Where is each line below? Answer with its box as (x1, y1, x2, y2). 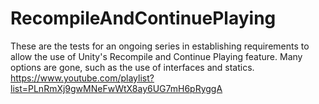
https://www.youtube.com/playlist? (10, 72, 155, 84)
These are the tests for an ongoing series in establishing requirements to (10, 40, 310, 52)
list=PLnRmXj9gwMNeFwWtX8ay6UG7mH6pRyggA (10, 82, 223, 94)
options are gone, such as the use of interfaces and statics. (10, 61, 255, 73)
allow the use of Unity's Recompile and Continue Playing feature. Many (10, 50, 303, 62)
